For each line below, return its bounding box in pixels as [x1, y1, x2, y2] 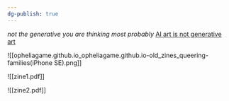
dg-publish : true [7, 10, 59, 18]
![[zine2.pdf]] [7, 85, 46, 94]
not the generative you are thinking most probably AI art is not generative [7, 30, 222, 38]
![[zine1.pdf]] [7, 72, 45, 81]
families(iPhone [7, 58, 53, 67]
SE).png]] [54, 58, 82, 67]
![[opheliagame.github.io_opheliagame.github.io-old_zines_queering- [7, 51, 209, 59]
